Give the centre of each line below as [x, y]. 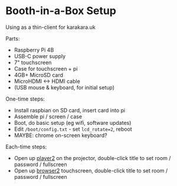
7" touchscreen [33, 62]
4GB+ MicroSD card [38, 75]
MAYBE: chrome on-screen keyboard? [60, 135]
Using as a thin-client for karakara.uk [50, 27]
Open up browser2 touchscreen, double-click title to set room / [91, 170]
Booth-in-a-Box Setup [61, 11]
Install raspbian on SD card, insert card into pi [69, 110]
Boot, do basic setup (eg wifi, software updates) [73, 122]
